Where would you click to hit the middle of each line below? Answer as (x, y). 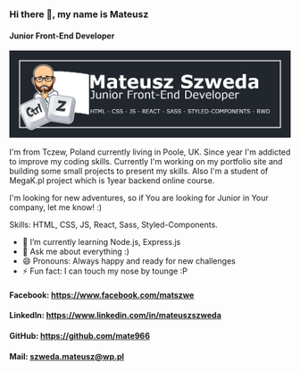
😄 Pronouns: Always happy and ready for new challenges (129, 261)
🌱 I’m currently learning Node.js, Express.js (101, 242)
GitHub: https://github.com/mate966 (79, 336)
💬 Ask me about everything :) (75, 252)
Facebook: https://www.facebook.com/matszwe (102, 295)
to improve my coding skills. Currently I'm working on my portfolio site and (146, 162)
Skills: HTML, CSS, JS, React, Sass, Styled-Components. (114, 225)
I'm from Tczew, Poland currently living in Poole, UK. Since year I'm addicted (150, 152)
